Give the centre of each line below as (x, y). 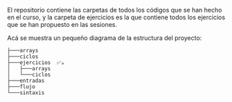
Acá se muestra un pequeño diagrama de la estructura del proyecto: (105, 38)
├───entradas (26, 81)
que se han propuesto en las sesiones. (62, 24)
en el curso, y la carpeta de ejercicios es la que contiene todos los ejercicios (116, 17)
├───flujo (21, 87)
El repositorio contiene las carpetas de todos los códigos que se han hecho (115, 10)
